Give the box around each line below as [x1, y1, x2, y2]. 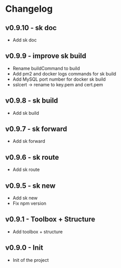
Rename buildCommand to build [12, 65, 80, 71]
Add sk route [12, 166, 40, 173]
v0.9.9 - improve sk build [5, 52, 86, 60]
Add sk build [12, 110, 39, 116]
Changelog [5, 3, 53, 15]
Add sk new [12, 195, 38, 201]
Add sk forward [12, 138, 46, 144]
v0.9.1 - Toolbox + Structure [5, 215, 96, 224]
